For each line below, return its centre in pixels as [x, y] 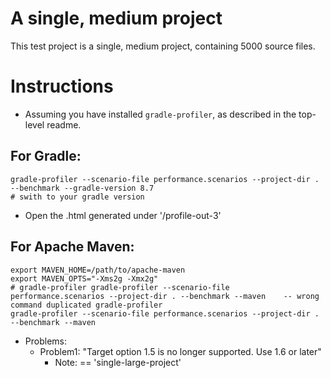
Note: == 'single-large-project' [118, 362]
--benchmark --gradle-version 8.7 [82, 188]
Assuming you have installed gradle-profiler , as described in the [160, 114]
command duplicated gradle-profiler [86, 305]
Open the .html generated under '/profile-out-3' [123, 215]
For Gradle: [46, 156]
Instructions [62, 86]
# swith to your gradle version [77, 197]
